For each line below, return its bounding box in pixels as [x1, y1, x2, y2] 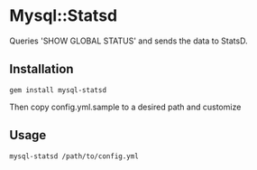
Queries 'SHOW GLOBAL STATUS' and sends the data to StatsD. [9, 35, 248, 46]
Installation [9, 61, 74, 77]
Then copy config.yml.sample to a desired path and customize [9, 101, 242, 112]
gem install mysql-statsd [9, 85, 106, 95]
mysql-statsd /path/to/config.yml [9, 151, 140, 161]
